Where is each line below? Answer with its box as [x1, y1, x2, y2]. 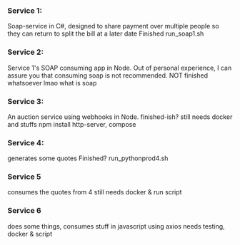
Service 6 [7, 206, 41, 216]
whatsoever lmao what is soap [7, 78, 97, 87]
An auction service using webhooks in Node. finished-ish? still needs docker [7, 113, 233, 121]
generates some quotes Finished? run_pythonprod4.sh [7, 154, 169, 162]
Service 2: [7, 47, 44, 57]
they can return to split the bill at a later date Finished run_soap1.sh [7, 29, 204, 38]
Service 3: [7, 96, 44, 106]
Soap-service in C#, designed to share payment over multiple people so [7, 22, 219, 31]
